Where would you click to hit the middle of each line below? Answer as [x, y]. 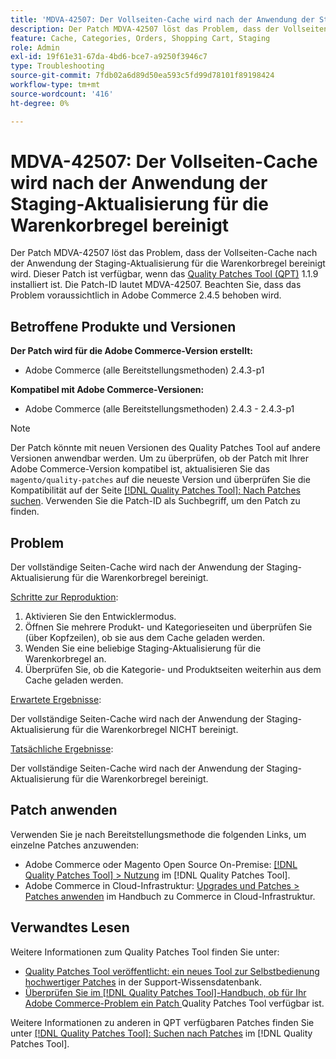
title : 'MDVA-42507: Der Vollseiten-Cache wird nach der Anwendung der [162, 19]
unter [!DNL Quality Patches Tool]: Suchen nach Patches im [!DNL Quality [161, 1033]
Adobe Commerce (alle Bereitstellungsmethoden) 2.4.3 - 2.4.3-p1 [159, 409]
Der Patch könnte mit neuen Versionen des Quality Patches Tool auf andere [165, 448]
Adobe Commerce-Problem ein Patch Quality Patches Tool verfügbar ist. [174, 1003]
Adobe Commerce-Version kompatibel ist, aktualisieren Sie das [140, 469]
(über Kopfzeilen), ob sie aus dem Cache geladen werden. [145, 638]
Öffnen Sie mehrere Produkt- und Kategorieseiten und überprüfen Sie [168, 627]
